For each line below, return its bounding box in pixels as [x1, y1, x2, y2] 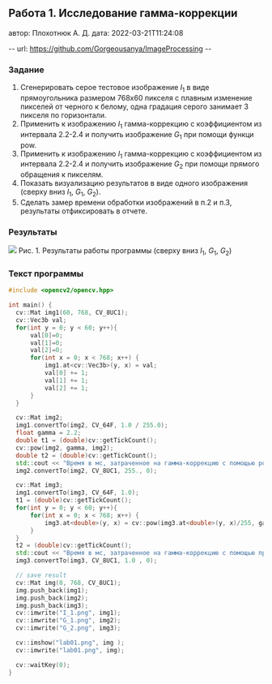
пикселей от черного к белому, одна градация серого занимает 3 [19, 101, 249, 111]
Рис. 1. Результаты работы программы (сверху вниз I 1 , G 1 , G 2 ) [18, 246, 232, 257]
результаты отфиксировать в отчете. [19, 206, 148, 216]
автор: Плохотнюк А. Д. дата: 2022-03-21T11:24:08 [8, 28, 184, 37]
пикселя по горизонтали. [19, 110, 107, 120]
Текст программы [8, 268, 84, 279]
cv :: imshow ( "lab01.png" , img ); [15, 639, 125, 647]
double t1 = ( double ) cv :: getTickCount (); [15, 437, 158, 445]
